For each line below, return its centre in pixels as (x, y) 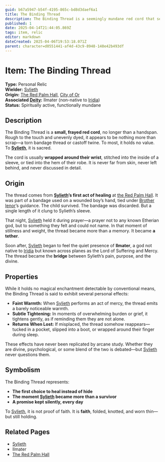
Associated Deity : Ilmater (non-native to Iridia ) (53, 100)
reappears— (137, 324)
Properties (22, 276)
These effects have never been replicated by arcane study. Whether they (79, 344)
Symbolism (23, 370)
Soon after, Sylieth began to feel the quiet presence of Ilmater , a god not (79, 246)
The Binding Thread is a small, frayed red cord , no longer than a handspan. (82, 132)
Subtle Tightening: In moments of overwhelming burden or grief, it (80, 314)
